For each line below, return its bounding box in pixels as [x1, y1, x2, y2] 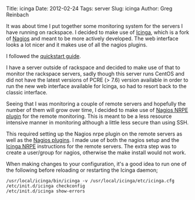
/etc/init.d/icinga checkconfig [6, 183, 85, 189]
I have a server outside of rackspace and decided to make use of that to [6, 64, 180, 71]
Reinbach [6, 11, 29, 18]
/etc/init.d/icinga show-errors [6, 188, 85, 194]
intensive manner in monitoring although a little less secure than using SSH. [6, 119, 189, 126]
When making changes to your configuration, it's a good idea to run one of [6, 161, 187, 167]
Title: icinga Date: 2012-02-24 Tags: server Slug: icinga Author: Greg [6, 5, 173, 12]
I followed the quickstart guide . [6, 53, 81, 59]
